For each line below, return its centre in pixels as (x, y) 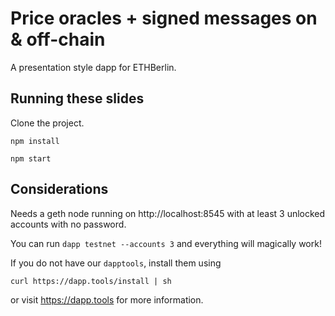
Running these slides (77, 98)
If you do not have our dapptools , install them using (116, 263)
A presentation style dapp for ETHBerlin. (93, 67)
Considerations (59, 189)
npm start (31, 158)
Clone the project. (47, 123)
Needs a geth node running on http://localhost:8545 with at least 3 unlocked (168, 213)
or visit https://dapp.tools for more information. (107, 299)
